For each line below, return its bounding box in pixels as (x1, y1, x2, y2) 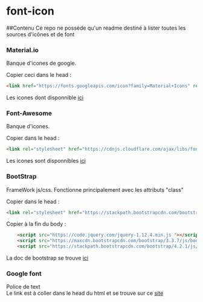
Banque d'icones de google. (6, 59, 77, 67)
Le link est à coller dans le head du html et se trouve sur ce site (6, 289, 164, 297)
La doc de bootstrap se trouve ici (6, 254, 89, 261)
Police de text (6, 283, 40, 291)
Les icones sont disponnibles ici (6, 157, 86, 165)
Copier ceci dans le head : (6, 71, 71, 79)
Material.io (6, 45, 39, 54)
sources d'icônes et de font (6, 30, 75, 38)
